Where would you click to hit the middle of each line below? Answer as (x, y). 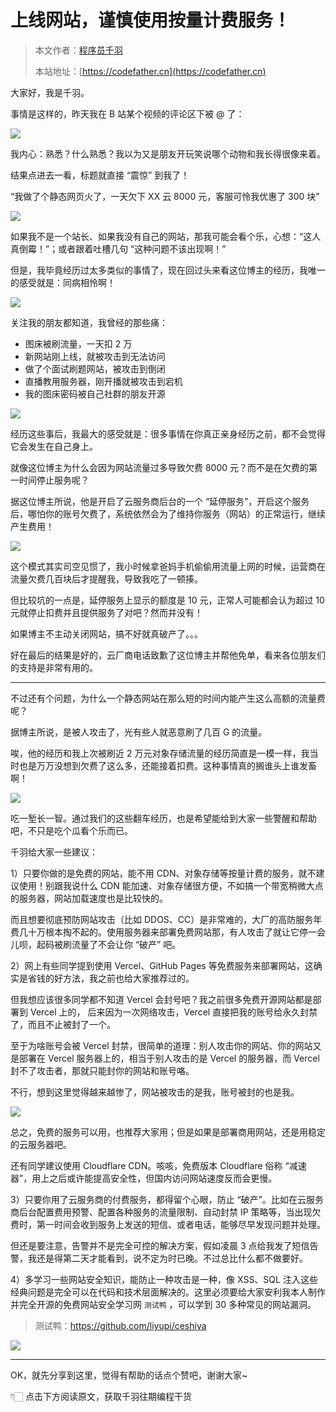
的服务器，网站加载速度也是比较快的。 (89, 898)
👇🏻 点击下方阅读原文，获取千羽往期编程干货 (101, 1396)
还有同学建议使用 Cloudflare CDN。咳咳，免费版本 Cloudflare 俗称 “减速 (158, 1165)
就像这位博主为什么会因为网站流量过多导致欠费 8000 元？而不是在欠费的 (160, 467)
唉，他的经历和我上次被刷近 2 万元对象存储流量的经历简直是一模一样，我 (160, 753)
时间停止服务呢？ (54, 480)
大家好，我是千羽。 (50, 92)
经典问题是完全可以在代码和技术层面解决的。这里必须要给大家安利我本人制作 (168, 1292)
